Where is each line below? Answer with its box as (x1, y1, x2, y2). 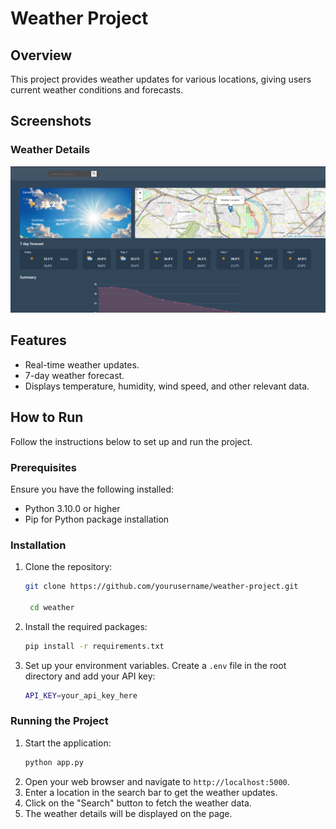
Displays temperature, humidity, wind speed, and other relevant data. (24, 380, 310, 392)
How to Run (10, 409, 84, 426)
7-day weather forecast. (24, 369, 125, 381)
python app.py (24, 757, 84, 767)
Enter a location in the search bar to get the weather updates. (24, 786, 278, 798)
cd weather (29, 602, 75, 612)
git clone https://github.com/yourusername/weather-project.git (24, 582, 299, 592)
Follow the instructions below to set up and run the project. (10, 435, 253, 447)
